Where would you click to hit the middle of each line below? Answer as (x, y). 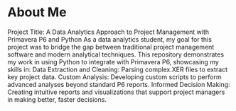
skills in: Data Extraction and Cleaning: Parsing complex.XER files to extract (118, 69)
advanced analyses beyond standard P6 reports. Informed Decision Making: (119, 84)
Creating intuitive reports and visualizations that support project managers (116, 92)
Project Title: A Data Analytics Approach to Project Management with (108, 32)
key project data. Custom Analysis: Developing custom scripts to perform (114, 77)
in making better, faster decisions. (57, 99)
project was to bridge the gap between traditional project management (111, 47)
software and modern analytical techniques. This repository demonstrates (116, 54)
